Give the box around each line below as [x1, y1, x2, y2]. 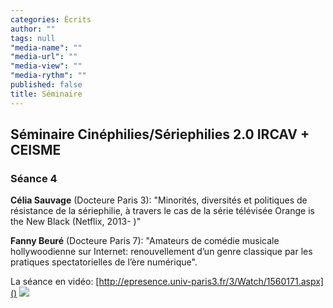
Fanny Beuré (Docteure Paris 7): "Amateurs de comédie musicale [10, 235, 280, 247]
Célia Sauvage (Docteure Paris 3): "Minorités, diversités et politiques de [10, 194, 308, 206]
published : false [10, 80, 83, 90]
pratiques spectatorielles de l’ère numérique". [10, 256, 198, 268]
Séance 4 [10, 171, 58, 185]
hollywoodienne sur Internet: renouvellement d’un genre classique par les [10, 246, 313, 258]
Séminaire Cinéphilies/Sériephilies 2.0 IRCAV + [10, 126, 310, 143]
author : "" [10, 24, 56, 34]
